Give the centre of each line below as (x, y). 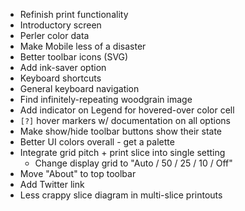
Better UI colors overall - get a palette (97, 142)
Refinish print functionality (74, 14)
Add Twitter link (52, 184)
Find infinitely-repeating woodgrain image (106, 99)
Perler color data (54, 35)
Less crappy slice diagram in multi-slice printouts (121, 195)
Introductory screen (60, 25)
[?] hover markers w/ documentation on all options (125, 120)
